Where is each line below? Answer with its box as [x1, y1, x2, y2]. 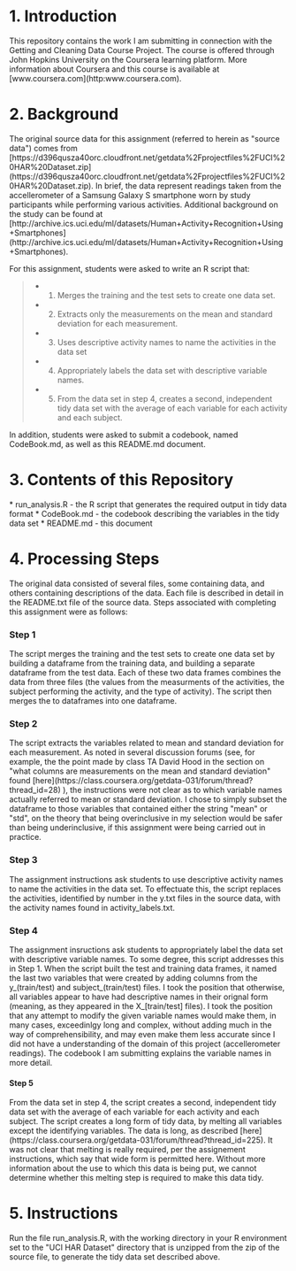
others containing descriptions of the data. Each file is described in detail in [9, 587, 285, 598]
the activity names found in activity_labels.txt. [9, 902, 175, 913]
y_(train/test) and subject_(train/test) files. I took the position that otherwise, [9, 982, 285, 992]
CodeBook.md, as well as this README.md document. [9, 438, 206, 449]
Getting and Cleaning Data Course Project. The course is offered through [9, 44, 276, 55]
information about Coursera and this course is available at [9, 64, 220, 74]
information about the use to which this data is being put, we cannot [9, 1163, 257, 1174]
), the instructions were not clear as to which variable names [62, 785, 283, 796]
